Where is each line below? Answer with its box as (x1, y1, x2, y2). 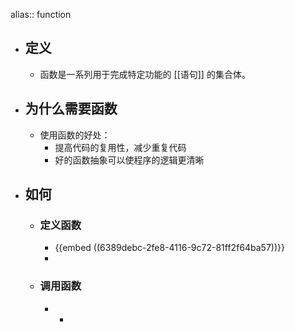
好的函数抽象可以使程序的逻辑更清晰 (54, 154, 205, 166)
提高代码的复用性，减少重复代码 (54, 141, 187, 153)
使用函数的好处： (39, 129, 111, 141)
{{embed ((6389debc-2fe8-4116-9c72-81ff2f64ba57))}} (54, 242, 285, 254)
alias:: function (10, 9, 72, 20)
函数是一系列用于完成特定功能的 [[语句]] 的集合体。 (39, 68, 251, 80)
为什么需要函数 (24, 100, 118, 118)
